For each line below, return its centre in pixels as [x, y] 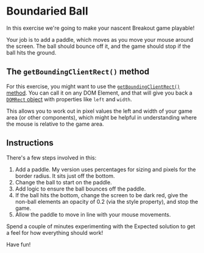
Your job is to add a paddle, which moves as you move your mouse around [100, 39]
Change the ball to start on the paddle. [63, 182]
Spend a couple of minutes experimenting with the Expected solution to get [101, 226]
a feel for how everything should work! [55, 232]
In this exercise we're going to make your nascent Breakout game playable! [100, 28]
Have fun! [19, 245]
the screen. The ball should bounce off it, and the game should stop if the [98, 46]
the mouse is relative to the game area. [55, 124]
